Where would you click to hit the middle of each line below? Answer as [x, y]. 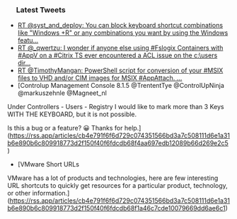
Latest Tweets [41, 10]
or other [19, 193]
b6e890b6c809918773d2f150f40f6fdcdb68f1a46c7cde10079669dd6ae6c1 [116, 208]
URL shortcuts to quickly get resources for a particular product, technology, [117, 186]
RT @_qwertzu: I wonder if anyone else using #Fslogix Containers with [120, 48]
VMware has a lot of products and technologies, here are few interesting [113, 178]
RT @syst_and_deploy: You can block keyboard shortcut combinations [120, 26]
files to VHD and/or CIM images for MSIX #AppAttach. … [100, 78]
